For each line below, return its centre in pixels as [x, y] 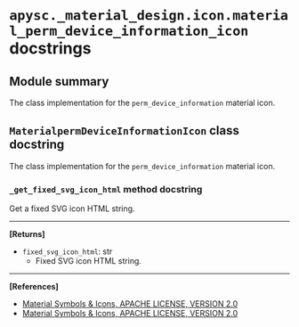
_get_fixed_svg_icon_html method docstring [106, 189]
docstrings [50, 49]
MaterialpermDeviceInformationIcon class [125, 131]
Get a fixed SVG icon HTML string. [72, 208]
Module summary [59, 82]
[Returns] [28, 234]
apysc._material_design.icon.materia [149, 16]
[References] [34, 287]
